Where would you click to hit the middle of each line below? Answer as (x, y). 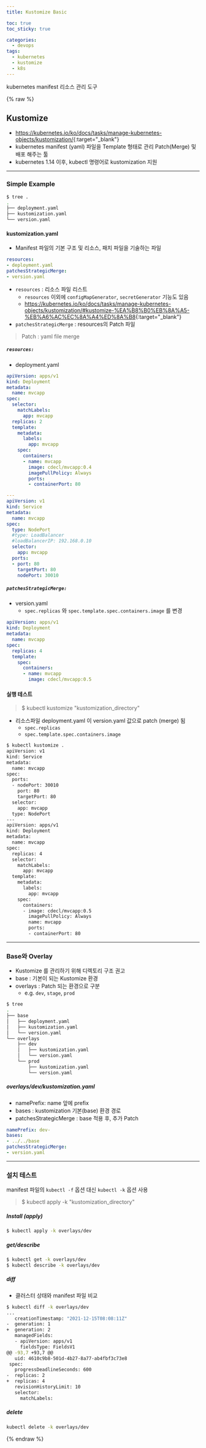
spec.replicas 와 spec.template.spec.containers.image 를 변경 (103, 610)
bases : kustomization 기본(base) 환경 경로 (68, 1111)
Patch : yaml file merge (50, 336)
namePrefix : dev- (29, 1130)
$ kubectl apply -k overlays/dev (49, 1231)
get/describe (23, 1245)
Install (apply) (25, 1216)
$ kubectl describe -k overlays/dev (53, 1265)
